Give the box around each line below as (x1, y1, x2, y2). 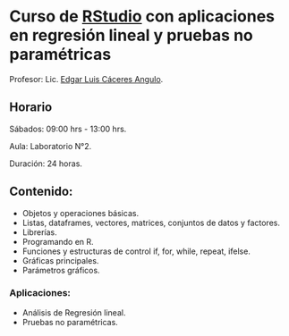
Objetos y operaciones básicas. (21, 207, 140, 218)
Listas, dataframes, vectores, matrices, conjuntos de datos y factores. (21, 217, 280, 228)
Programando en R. (21, 236, 94, 247)
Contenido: (9, 184, 73, 199)
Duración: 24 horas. (9, 158, 83, 169)
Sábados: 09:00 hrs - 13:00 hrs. (9, 123, 127, 134)
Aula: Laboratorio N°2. (9, 140, 92, 151)
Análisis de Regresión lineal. (21, 307, 126, 318)
